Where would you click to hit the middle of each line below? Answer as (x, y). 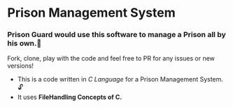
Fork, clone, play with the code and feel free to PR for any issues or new (111, 59)
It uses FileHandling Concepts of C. (70, 97)
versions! (20, 66)
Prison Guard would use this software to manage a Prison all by (116, 35)
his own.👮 (24, 43)
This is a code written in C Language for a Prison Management (108, 79)
